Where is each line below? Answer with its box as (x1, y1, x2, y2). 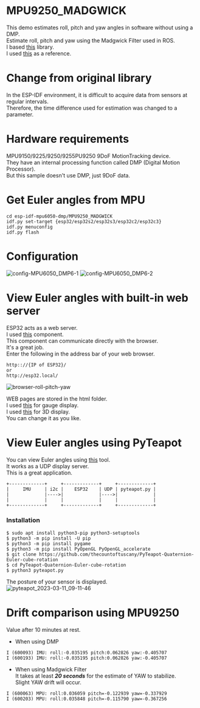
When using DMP (15, 638, 59, 645)
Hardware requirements (6, 132, 129, 146)
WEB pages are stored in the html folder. (6, 395, 108, 402)
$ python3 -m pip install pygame (6, 540, 91, 546)
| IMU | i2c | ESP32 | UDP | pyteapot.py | (6, 486, 156, 492)
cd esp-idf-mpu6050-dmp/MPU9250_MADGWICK (6, 213, 113, 220)
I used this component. (6, 331, 64, 338)
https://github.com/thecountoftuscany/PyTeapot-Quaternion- (38, 551, 195, 557)
